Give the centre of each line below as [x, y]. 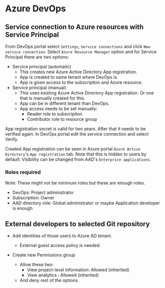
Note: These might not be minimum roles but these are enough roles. [75, 183]
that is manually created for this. [52, 98]
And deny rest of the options [49, 281]
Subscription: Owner [33, 198]
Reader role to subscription [55, 114]
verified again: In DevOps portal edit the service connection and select [77, 134]
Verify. [12, 139]
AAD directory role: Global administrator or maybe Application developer [86, 203]
